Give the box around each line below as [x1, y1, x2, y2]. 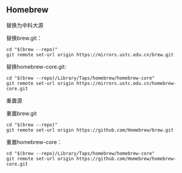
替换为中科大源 [6, 21, 43, 29]
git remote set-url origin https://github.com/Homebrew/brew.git [6, 127, 174, 133]
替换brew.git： [6, 34, 42, 42]
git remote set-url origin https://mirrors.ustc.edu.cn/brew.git [6, 51, 174, 58]
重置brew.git [6, 110, 37, 117]
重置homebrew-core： [6, 138, 63, 145]
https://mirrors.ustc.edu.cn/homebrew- [76, 80, 177, 86]
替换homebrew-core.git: [6, 63, 66, 70]
